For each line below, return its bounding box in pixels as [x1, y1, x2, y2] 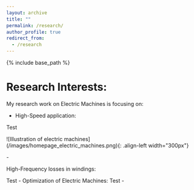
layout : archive [6, 10, 47, 16]
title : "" [6, 16, 32, 22]
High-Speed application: [15, 112, 76, 119]
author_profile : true [6, 29, 61, 35]
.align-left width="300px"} [122, 142, 189, 149]
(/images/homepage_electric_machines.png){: [6, 142, 122, 149]
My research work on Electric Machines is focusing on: [6, 100, 144, 107]
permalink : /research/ [6, 22, 64, 28]
